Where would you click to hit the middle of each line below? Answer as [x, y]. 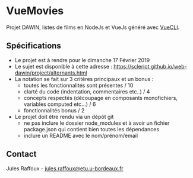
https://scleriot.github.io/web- [150, 66]
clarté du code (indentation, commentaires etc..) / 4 [87, 91]
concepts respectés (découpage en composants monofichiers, [101, 98]
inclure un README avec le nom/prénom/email [81, 135]
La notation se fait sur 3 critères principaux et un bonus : [84, 79]
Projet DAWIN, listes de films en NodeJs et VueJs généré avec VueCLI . [93, 27]
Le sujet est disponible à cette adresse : [64, 66]
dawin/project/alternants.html [51, 73]
